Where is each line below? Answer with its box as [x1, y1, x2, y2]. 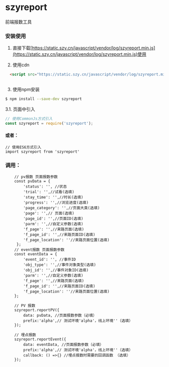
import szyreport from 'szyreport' [5, 149, 80, 154]
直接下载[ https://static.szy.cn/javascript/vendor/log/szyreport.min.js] [12, 45, 155, 51]
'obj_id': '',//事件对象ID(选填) [23, 268, 89, 273]
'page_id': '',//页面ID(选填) [23, 216, 84, 221]
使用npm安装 [12, 86, 40, 92]
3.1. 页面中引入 [5, 106, 35, 112]
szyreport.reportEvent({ [14, 337, 66, 342]
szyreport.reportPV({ [14, 308, 59, 313]
